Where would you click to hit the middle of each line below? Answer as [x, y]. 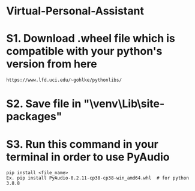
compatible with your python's [84, 51]
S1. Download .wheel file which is [91, 39]
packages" [34, 117]
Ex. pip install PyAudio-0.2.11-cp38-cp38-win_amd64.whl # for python [97, 178]
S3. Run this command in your [82, 144]
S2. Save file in [44, 104]
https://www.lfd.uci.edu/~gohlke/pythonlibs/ [64, 80]
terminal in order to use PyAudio [88, 157]
